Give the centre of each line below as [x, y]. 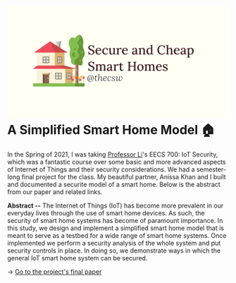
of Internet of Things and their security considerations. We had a [101, 169]
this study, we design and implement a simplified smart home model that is [116, 228]
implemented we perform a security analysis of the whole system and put [114, 243]
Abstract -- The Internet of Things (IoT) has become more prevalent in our [116, 205]
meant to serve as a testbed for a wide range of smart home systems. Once [117, 235]
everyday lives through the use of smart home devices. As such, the [106, 213]
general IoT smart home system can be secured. [77, 258]
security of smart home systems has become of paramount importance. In [115, 220]
